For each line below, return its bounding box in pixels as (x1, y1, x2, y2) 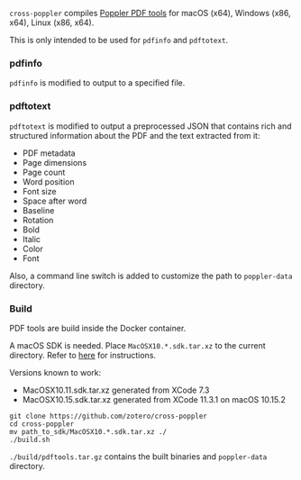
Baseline (22, 204, 55, 215)
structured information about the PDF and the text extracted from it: (9, 130, 260, 140)
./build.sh (9, 435, 50, 444)
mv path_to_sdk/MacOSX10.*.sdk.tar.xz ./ (9, 427, 168, 436)
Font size (22, 186, 57, 196)
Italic (22, 233, 41, 244)
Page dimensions (22, 157, 87, 168)
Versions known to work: (9, 367, 102, 377)
